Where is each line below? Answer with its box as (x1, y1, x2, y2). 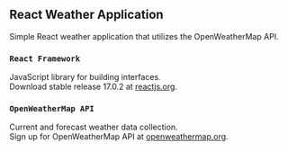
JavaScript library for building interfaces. (9, 72, 161, 83)
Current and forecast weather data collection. (9, 121, 178, 133)
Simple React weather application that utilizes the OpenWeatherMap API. (9, 31, 279, 41)
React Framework (9, 53, 81, 64)
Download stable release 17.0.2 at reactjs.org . (9, 81, 178, 93)
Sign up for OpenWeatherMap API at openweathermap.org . (9, 131, 229, 142)
